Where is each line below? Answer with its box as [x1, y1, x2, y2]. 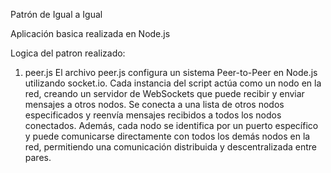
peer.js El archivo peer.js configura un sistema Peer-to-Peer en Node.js [24, 67, 318, 78]
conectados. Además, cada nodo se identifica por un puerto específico [24, 120, 319, 131]
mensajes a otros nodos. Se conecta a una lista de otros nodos [24, 99, 285, 110]
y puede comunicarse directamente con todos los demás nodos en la [24, 130, 311, 142]
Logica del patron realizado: [10, 47, 126, 59]
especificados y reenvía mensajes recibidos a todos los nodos [24, 109, 282, 121]
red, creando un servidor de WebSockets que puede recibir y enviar [24, 88, 305, 99]
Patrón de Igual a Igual [10, 9, 103, 20]
